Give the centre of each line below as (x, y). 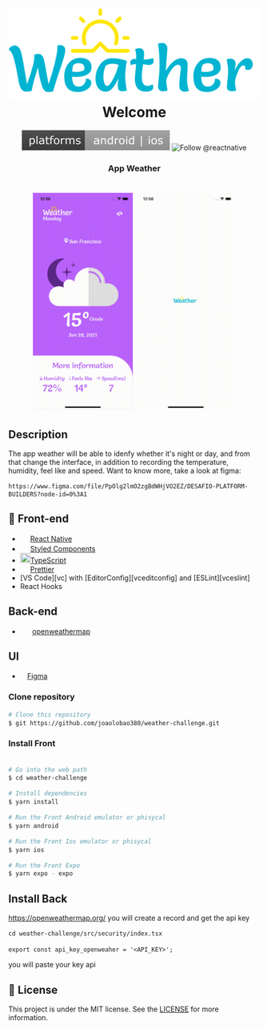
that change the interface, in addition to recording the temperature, (119, 462)
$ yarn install (34, 802)
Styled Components (63, 548)
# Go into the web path (48, 769)
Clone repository (42, 697)
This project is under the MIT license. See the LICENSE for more (114, 1009)
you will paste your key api (52, 965)
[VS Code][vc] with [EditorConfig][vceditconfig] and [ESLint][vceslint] (135, 578)
